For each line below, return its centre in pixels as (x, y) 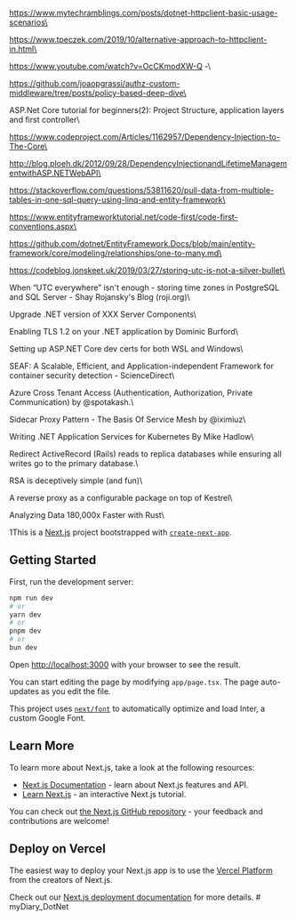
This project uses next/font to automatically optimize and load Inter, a (137, 708)
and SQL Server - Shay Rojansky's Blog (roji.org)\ (100, 297)
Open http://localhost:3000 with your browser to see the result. (125, 664)
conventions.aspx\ (43, 226)
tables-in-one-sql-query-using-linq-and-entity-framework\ (117, 200)
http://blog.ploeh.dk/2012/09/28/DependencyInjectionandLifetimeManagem (148, 163)
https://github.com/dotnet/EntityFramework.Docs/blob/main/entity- (132, 243)
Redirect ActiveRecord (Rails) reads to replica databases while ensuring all (145, 454)
